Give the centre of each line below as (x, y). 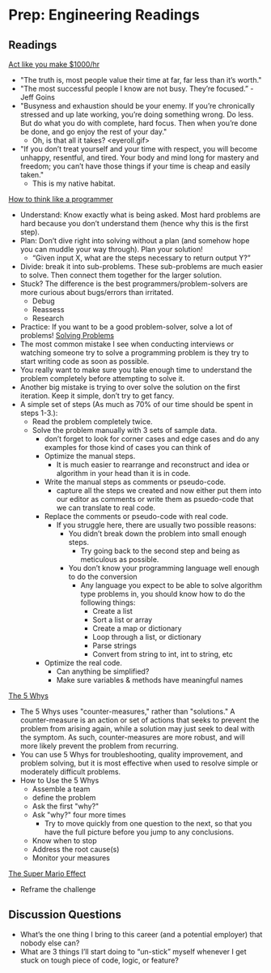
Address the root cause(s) (76, 849)
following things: (108, 602)
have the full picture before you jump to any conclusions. (139, 832)
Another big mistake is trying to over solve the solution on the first (130, 387)
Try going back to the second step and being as (160, 551)
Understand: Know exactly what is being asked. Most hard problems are (140, 215)
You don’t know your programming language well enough (164, 568)
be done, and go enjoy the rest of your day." (93, 132)
